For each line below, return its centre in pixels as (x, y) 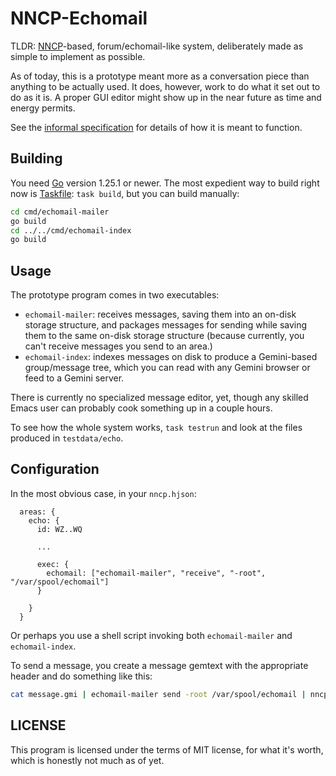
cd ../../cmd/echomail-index (71, 230)
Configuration (55, 469)
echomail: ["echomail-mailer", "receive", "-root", (156, 573)
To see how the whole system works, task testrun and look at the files (156, 428)
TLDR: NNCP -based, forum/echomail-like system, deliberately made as (157, 46)
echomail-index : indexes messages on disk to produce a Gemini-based (171, 357)
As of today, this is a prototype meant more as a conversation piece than (160, 76)
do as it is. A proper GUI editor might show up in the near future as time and (166, 97)
